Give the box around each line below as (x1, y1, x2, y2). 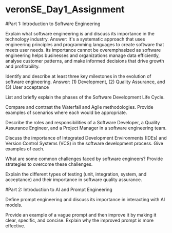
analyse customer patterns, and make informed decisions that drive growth (5, 57, 164, 64)
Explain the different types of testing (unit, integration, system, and (5, 171, 147, 177)
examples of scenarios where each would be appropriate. (5, 109, 127, 115)
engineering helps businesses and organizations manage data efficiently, (5, 52, 160, 59)
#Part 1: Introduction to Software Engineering (5, 21, 101, 27)
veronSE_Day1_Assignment (5, 4, 125, 15)
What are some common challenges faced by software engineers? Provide (5, 156, 163, 162)
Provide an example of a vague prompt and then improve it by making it (5, 211, 157, 218)
